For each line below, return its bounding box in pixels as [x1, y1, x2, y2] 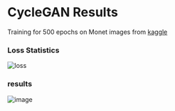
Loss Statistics [7, 45, 60, 55]
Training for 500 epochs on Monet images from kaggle [7, 28, 168, 36]
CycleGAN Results [7, 4, 119, 21]
